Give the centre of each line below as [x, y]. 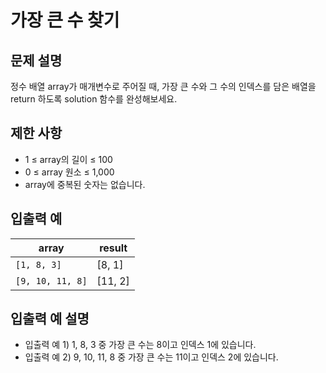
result [113, 248]
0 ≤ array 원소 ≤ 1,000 [69, 172]
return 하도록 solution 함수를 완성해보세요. [94, 99]
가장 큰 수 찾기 [65, 20]
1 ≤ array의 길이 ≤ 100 [68, 159]
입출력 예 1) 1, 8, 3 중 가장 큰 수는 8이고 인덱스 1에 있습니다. [140, 345]
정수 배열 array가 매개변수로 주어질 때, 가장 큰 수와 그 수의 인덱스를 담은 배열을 [163, 86]
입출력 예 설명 [50, 319]
